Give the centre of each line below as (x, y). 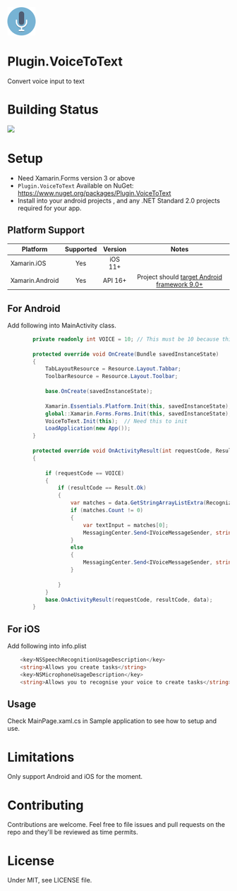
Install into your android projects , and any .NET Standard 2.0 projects (119, 200)
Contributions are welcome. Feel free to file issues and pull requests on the (116, 825)
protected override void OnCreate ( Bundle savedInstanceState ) (126, 354)
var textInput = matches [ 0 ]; (126, 525)
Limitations (41, 757)
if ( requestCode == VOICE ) (85, 473)
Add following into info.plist (47, 646)
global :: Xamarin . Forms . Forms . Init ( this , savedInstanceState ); (138, 413)
